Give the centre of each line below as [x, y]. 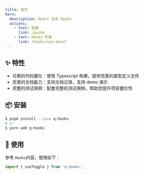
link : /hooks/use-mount [42, 42]
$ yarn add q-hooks [25, 128]
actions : [18, 23]
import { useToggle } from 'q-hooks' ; [45, 167]
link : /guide [31, 33]
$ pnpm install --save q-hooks [37, 119]
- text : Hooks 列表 [33, 37]
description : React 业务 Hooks [41, 19]
